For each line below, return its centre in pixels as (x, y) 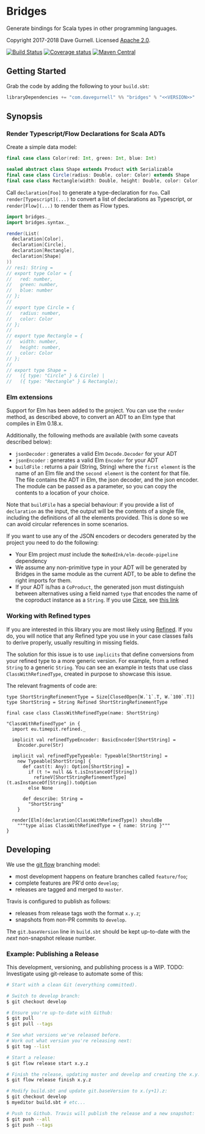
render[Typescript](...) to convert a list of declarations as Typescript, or (99, 199)
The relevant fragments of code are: (52, 686)
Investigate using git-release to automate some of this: (75, 973)
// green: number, (33, 285)
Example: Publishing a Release (53, 954)
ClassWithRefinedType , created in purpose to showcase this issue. (89, 674)
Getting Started (36, 71)
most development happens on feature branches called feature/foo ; (101, 876)
